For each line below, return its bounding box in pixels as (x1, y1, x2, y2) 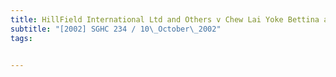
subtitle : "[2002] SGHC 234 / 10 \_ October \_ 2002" (10, 24, 222, 34)
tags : (10, 33, 33, 43)
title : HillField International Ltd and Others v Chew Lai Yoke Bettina (10, 14, 320, 25)
